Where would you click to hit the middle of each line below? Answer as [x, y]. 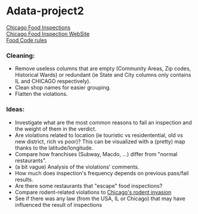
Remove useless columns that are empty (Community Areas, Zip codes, [103, 69]
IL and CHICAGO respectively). [53, 81]
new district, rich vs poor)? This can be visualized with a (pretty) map [100, 141]
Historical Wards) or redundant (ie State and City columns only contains [103, 75]
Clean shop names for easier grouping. [63, 88]
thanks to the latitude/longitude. [54, 148]
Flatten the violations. [41, 94]
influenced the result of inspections [58, 204]
